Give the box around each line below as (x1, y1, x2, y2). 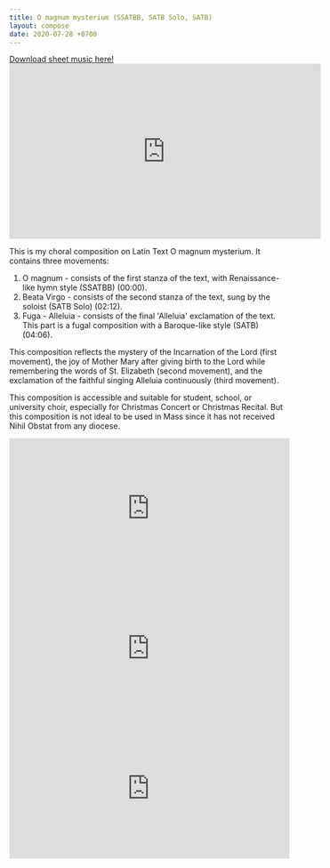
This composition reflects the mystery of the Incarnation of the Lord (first (9, 347, 278, 358)
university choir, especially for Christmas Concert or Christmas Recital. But (9, 402, 283, 413)
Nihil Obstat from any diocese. (9, 421, 121, 431)
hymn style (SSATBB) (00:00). (36, 282, 148, 293)
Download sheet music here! (9, 54, 114, 65)
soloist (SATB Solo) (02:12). (21, 301, 123, 312)
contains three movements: (9, 255, 109, 267)
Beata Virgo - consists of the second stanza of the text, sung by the (21, 292, 271, 302)
